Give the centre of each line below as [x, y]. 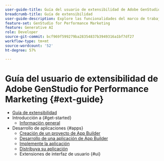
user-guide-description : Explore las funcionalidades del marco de [75, 18]
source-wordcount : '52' [29, 46]
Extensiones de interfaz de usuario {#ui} [60, 154]
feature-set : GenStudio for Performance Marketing [58, 23]
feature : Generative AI [29, 28]
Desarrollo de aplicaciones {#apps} [48, 128]
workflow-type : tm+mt [27, 41]
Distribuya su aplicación [44, 149]
